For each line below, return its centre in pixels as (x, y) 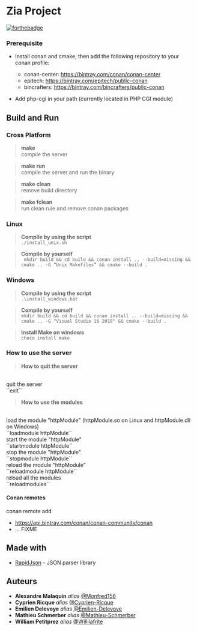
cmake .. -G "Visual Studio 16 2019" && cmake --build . (94, 321)
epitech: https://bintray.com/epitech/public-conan (86, 81)
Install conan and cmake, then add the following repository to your (97, 56)
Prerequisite (25, 43)
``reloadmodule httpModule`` (42, 471)
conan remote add (29, 511)
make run (33, 166)
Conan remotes (26, 498)
